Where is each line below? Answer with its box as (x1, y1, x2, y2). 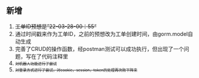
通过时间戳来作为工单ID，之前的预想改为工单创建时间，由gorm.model (14, 30, 188, 37)
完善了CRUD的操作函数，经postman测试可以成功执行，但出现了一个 (14, 45, 184, 52)
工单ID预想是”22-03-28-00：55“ (14, 23, 96, 30)
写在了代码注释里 (25, 53, 68, 60)
